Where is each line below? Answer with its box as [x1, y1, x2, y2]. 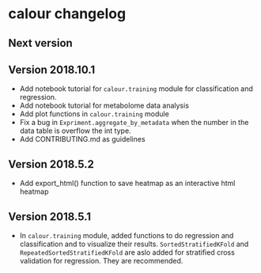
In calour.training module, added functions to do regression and [19, 231, 234, 241]
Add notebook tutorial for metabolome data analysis [19, 100, 190, 111]
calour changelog [8, 5, 127, 23]
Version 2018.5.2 [8, 157, 95, 171]
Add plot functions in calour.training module [19, 109, 170, 119]
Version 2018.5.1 [8, 210, 92, 223]
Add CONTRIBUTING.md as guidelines [19, 135, 146, 144]
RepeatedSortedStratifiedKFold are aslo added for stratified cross [19, 248, 235, 257]
